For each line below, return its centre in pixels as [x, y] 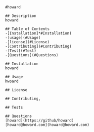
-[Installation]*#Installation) [38, 33]
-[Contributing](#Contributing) [38, 46]
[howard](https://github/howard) [40, 121]
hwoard [12, 81]
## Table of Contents [27, 29]
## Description [21, 16]
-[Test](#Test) [21, 51]
